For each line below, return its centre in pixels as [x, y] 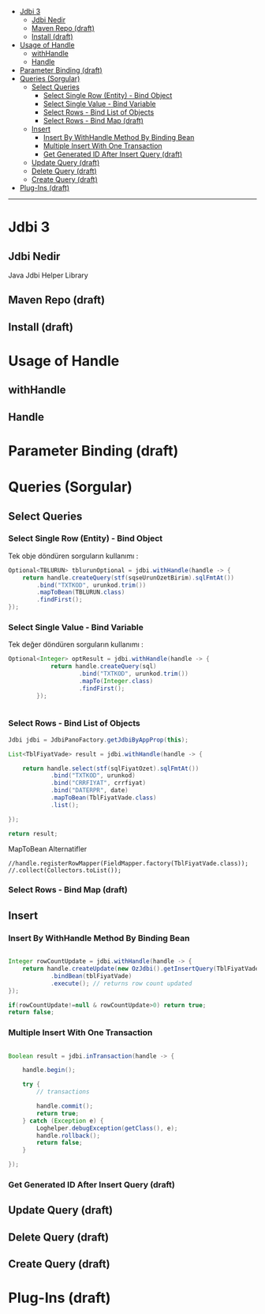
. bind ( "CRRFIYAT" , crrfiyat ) [98, 783]
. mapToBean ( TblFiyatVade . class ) [103, 798]
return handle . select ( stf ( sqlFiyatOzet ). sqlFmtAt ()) [111, 768]
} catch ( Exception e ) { [63, 1121]
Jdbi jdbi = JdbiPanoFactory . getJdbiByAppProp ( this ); [99, 740]
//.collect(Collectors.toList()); [65, 870]
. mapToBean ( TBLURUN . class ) [81, 592]
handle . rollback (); [69, 1135]
